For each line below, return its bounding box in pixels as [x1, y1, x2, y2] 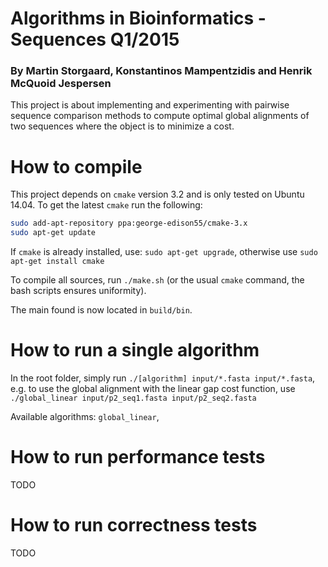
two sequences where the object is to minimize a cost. [10, 120, 235, 132]
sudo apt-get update [10, 228, 97, 238]
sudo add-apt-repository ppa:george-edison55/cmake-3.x [10, 218, 248, 229]
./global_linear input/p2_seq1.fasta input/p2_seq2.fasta [10, 393, 257, 404]
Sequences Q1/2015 [10, 28, 180, 51]
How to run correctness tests [10, 514, 258, 537]
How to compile [10, 155, 143, 178]
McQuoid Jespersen [10, 77, 112, 91]
